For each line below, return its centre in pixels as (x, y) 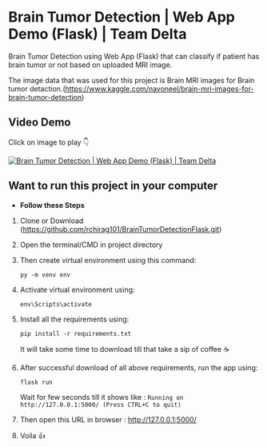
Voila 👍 (32, 435)
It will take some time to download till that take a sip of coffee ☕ (125, 349)
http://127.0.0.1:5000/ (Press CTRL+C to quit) (100, 405)
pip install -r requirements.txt (76, 333)
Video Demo (40, 123)
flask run (36, 382)
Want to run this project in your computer (113, 186)
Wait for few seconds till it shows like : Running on (102, 397)
